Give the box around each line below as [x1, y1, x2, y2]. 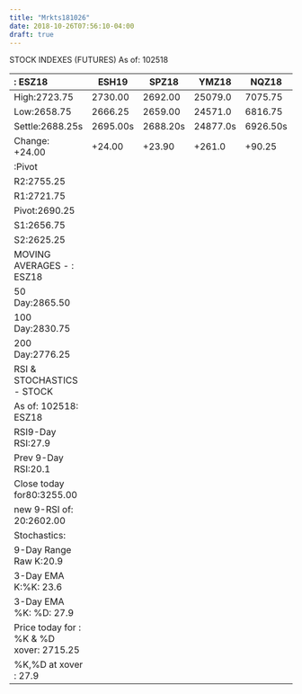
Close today [13, 477, 65, 490]
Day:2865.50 [13, 297, 71, 309]
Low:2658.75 [13, 105, 72, 118]
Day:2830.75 [13, 323, 71, 335]
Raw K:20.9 [13, 555, 64, 567]
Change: [13, 135, 50, 147]
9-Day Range [13, 544, 72, 556]
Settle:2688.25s [13, 120, 84, 133]
